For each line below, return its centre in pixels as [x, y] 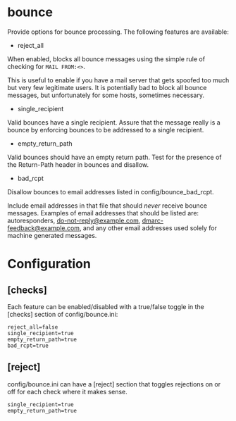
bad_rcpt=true [28, 346]
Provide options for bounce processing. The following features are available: [118, 32]
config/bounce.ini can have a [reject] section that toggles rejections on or [114, 384]
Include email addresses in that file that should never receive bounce [107, 206]
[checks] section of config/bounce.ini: [63, 314]
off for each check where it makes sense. [68, 391]
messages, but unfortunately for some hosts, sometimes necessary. [106, 95]
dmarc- [153, 220]
